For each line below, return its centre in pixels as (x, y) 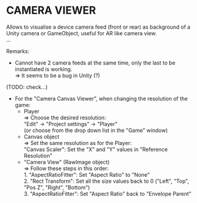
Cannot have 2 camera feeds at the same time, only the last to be (95, 63)
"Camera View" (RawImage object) (67, 162)
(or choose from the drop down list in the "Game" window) (96, 130)
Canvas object (41, 136)
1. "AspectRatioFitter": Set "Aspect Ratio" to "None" (87, 174)
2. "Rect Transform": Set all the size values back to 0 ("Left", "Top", (106, 181)
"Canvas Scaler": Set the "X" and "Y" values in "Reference (96, 149)
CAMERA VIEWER (51, 10)
